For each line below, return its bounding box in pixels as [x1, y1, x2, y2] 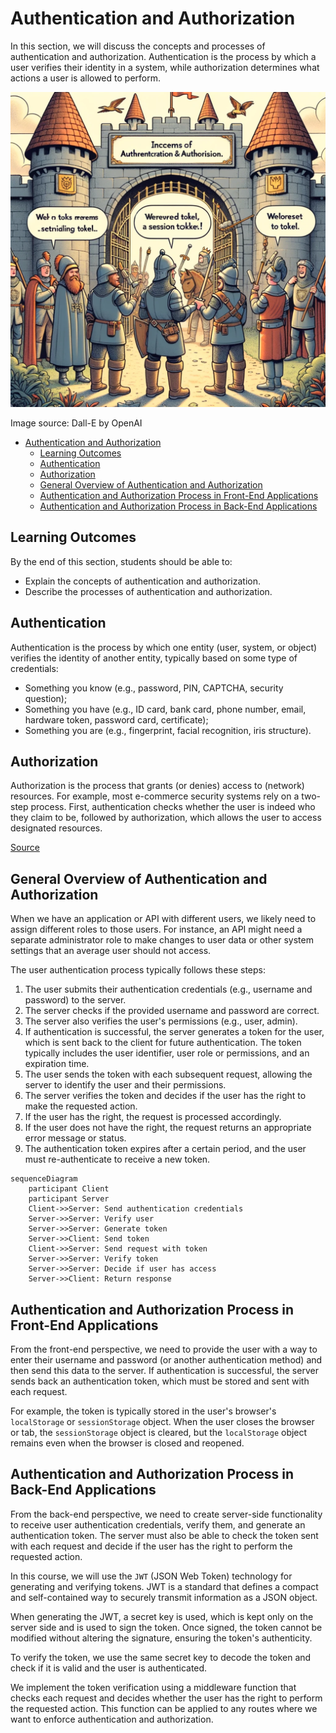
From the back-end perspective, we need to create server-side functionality [10, 1508, 323, 1520]
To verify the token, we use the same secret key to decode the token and [10, 1651, 312, 1663]
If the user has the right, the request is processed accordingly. [24, 1111, 282, 1123]
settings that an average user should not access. [10, 945, 212, 957]
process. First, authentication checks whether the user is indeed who [30, 801, 316, 813]
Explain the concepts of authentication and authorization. [24, 575, 261, 587]
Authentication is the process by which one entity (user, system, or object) [10, 641, 318, 653]
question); [24, 692, 68, 704]
